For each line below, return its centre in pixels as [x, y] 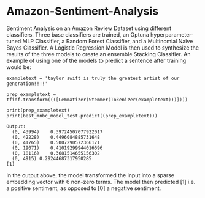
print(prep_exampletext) [38, 110]
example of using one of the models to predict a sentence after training [96, 61]
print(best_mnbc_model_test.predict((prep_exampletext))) [82, 116]
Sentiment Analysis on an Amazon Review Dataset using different [89, 28]
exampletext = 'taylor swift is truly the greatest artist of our [93, 78]
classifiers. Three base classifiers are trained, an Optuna [78, 34]
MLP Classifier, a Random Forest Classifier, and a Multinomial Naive [108, 41]
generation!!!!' [27, 84]
